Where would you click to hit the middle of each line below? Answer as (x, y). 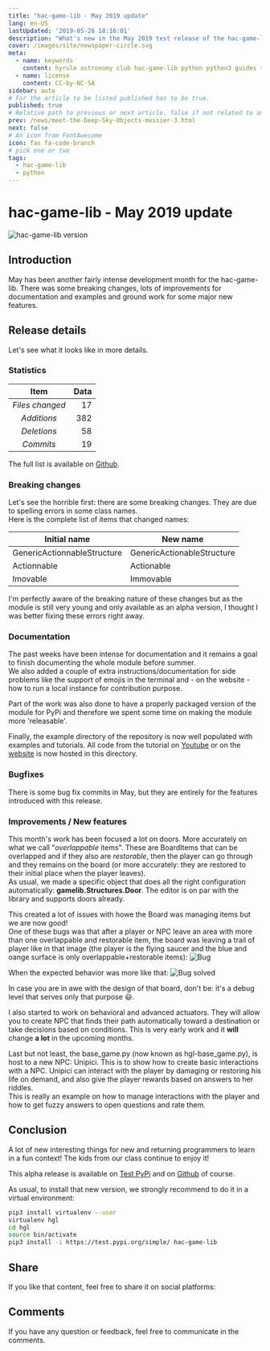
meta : (17, 53)
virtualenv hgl (34, 1220)
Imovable (30, 579)
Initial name (67, 540)
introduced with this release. (55, 800)
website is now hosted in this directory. (73, 754)
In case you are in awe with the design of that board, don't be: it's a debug (131, 988)
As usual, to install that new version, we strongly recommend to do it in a (129, 1189)
